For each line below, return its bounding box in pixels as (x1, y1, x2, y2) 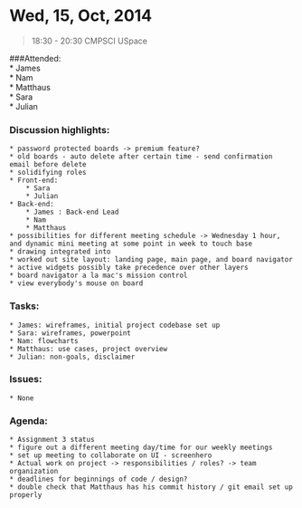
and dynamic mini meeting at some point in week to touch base (9, 239, 253, 249)
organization (9, 467, 59, 476)
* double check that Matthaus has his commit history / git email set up (9, 483, 294, 492)
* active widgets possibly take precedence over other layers (9, 264, 249, 273)
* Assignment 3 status (9, 436, 95, 445)
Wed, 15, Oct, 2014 (9, 5, 153, 26)
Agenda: (9, 414, 48, 427)
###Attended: (9, 53, 61, 63)
